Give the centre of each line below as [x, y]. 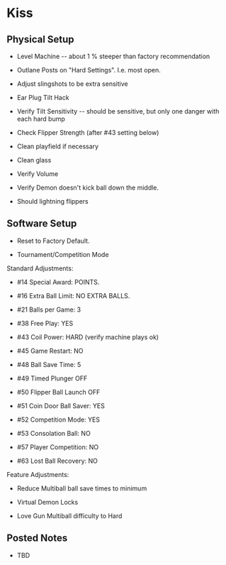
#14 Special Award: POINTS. [58, 282]
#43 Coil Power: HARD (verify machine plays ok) [88, 337]
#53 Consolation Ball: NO [54, 433]
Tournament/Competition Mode [63, 254]
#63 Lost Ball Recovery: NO [57, 461]
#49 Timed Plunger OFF [52, 378]
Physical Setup [41, 39]
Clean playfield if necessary [58, 146]
